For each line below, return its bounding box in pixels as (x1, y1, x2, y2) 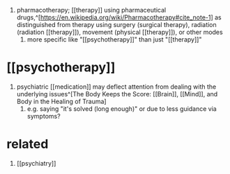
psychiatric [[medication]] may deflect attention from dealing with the (16, 82, 217, 91)
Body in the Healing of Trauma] (16, 97, 107, 105)
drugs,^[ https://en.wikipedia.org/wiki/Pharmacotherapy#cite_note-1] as (16, 13, 222, 21)
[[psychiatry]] (16, 159, 56, 167)
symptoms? (26, 112, 61, 120)
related (6, 137, 49, 152)
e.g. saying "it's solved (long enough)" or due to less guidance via (26, 104, 217, 113)
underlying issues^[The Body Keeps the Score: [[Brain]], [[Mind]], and (16, 89, 218, 98)
